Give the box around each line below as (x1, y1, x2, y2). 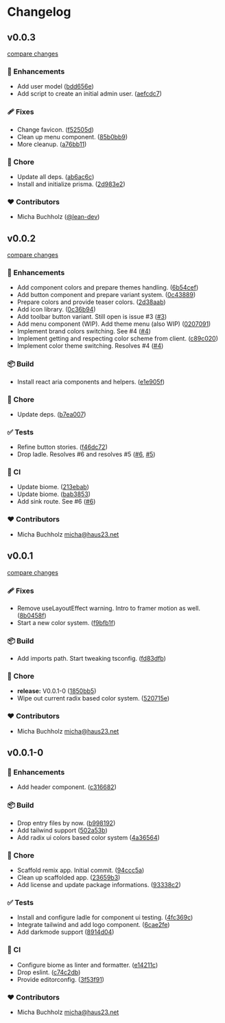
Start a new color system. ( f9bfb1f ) (16, 618, 116, 626)
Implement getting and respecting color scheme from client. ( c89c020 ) (16, 334, 218, 343)
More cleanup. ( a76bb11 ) (16, 140, 87, 148)
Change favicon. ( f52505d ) (16, 125, 94, 134)
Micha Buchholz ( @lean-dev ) (16, 213, 100, 221)
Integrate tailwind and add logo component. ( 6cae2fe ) (16, 921, 170, 929)
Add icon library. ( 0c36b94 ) (16, 305, 96, 314)
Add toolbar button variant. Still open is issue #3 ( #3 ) (16, 313, 167, 321)
